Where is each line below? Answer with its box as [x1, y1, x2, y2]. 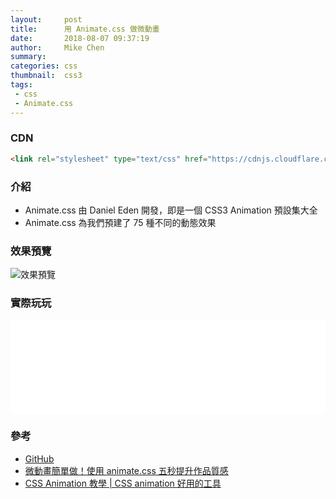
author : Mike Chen [10, 42, 105, 53]
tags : [10, 80, 33, 90]
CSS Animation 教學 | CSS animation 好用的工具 [24, 477, 222, 489]
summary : [10, 52, 47, 62]
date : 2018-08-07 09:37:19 [10, 33, 150, 43]
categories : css [10, 61, 78, 71]
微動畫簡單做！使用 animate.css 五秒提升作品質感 [24, 464, 229, 476]
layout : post [10, 14, 83, 25]
